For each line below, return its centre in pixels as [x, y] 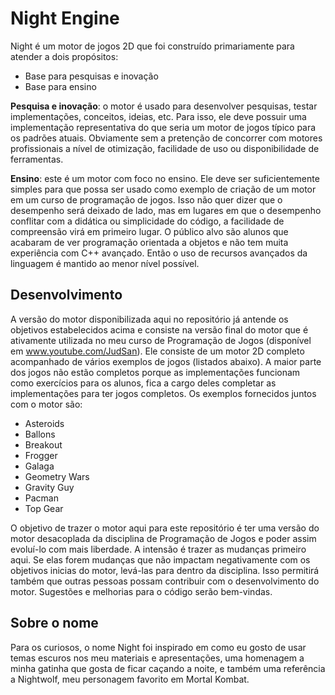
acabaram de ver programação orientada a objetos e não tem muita [149, 242]
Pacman [41, 498]
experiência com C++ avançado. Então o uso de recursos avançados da [159, 253]
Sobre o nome [54, 623]
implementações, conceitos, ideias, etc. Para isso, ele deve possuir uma [158, 116]
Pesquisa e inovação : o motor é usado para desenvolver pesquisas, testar [164, 106]
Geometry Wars [57, 476]
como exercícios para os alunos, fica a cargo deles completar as [143, 383]
